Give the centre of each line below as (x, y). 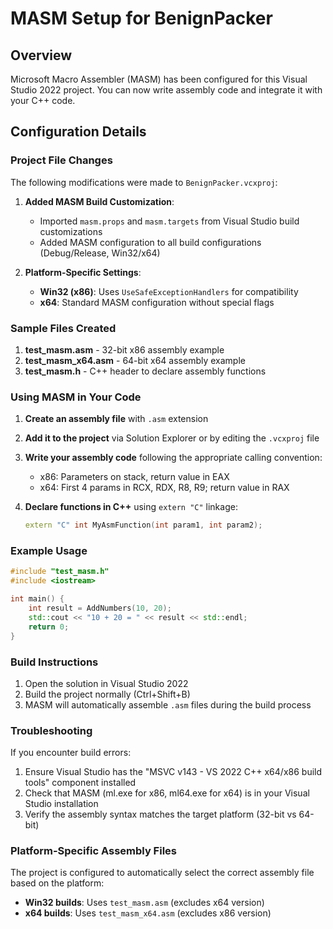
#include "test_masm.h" (60, 572)
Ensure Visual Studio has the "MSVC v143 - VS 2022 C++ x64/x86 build (173, 772)
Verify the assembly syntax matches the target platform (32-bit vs (160, 814)
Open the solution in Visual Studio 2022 (106, 683)
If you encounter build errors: (71, 753)
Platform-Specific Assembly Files (93, 851)
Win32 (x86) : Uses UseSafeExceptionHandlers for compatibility (169, 291)
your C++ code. (43, 100)
